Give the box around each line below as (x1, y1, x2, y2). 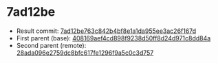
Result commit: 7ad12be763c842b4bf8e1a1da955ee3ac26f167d (16, 27, 197, 35)
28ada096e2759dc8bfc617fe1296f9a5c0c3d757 (16, 49, 154, 57)
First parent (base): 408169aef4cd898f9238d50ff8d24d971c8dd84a (16, 34, 211, 42)
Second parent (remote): (16, 41, 87, 49)
